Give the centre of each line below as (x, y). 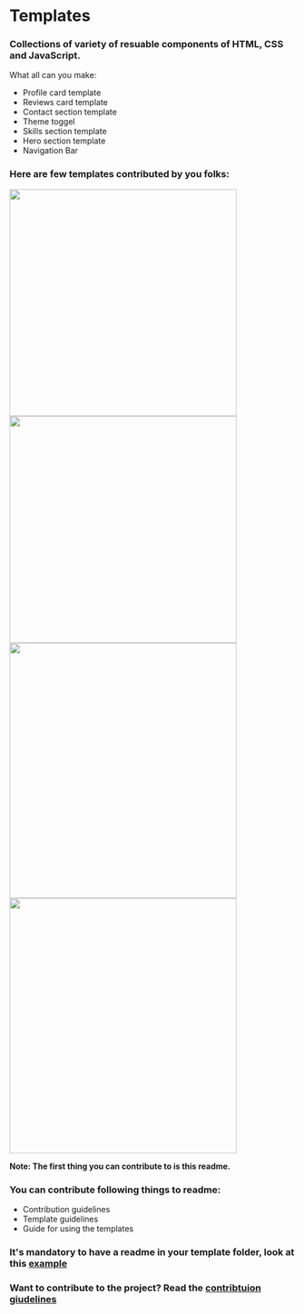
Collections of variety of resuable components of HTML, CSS (147, 44)
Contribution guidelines (66, 1210)
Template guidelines (60, 1219)
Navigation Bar (50, 151)
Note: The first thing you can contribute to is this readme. (120, 1166)
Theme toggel (49, 122)
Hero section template (64, 141)
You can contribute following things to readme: (115, 1190)
